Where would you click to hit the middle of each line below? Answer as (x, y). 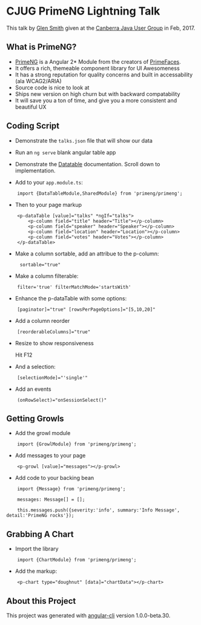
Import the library (37, 549)
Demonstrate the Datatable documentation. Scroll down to (87, 164)
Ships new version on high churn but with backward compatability (97, 94)
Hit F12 (24, 355)
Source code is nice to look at (52, 87)
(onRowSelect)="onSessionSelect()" (62, 400)
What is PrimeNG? (41, 47)
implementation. (35, 171)
